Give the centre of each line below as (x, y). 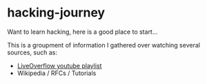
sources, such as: (32, 52)
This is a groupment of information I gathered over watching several (103, 45)
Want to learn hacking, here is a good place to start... (82, 32)
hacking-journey (56, 13)
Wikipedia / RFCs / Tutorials (57, 73)
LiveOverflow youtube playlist (59, 65)
